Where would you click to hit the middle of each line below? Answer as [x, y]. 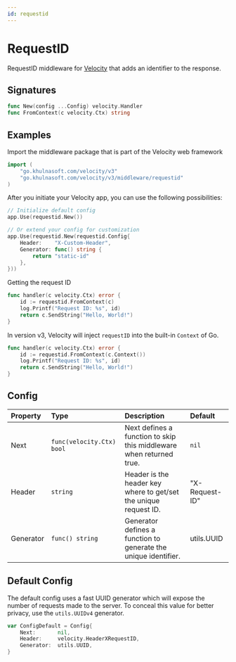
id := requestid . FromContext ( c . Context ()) [83, 355]
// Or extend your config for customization [73, 230]
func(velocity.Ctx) [84, 441]
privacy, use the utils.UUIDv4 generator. [66, 613]
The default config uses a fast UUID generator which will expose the [106, 598]
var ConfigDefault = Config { [50, 626]
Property [26, 416]
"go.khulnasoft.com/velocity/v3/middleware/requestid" [102, 178]
